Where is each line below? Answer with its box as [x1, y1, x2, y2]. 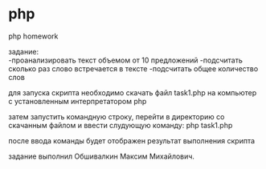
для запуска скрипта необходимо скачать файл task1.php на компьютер [8, 87, 257, 97]
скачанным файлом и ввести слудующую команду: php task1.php [8, 120, 233, 130]
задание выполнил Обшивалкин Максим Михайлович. [8, 151, 195, 161]
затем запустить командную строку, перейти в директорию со [8, 111, 225, 121]
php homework [8, 31, 59, 41]
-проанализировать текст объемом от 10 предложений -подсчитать [8, 55, 243, 65]
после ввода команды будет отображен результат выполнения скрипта [8, 135, 256, 145]
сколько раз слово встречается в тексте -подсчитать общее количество [8, 63, 259, 73]
